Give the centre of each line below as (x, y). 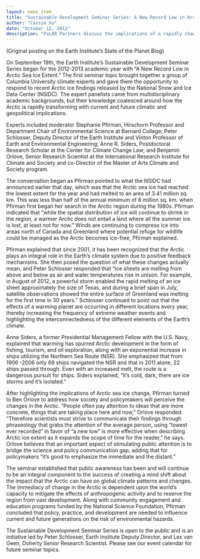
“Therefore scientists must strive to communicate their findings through (94, 419)
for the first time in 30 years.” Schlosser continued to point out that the (93, 300)
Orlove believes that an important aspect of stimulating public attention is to (99, 444)
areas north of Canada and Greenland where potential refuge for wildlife (95, 232)
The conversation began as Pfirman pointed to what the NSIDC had (89, 181)
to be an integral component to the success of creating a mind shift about (96, 475)
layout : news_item (29, 12)
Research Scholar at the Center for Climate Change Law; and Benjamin (93, 150)
